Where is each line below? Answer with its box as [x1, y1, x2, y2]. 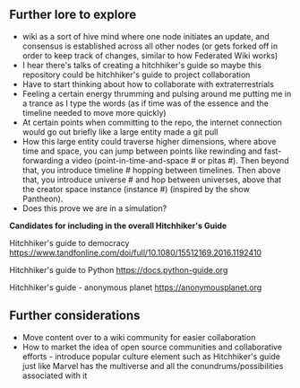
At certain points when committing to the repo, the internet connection [21, 117, 282, 128]
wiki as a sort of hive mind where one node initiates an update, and [21, 31, 270, 41]
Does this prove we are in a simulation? [21, 202, 167, 214]
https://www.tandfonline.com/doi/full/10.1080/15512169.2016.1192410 [9, 247, 262, 258]
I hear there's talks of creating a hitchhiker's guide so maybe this [21, 59, 262, 70]
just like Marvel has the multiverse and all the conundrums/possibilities [21, 360, 284, 371]
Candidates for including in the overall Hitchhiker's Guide [9, 220, 227, 231]
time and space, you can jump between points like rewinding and [21, 145, 262, 156]
